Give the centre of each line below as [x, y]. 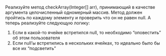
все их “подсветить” [34, 48]
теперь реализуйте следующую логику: [48, 23]
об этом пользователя [36, 38]
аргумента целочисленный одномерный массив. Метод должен [74, 12]
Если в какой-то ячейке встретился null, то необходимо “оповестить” [86, 32]
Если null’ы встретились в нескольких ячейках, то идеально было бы [86, 43]
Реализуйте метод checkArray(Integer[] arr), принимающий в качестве [80, 7]
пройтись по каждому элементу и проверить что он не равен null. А [78, 18]
